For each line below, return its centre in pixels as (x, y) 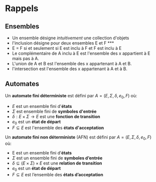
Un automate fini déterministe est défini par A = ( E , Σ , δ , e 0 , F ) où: (71, 96)
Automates (22, 84)
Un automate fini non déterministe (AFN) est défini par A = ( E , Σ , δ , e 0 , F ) (78, 138)
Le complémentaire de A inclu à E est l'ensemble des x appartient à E (81, 53)
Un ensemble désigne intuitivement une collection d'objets (70, 38)
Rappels (22, 8)
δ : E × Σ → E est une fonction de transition (56, 116)
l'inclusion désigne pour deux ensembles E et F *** (63, 43)
